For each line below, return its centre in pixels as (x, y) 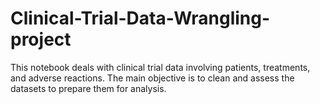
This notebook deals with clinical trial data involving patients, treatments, (160, 67)
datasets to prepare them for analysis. (88, 88)
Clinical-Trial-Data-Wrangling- (140, 18)
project (41, 39)
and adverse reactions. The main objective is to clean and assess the (152, 78)
